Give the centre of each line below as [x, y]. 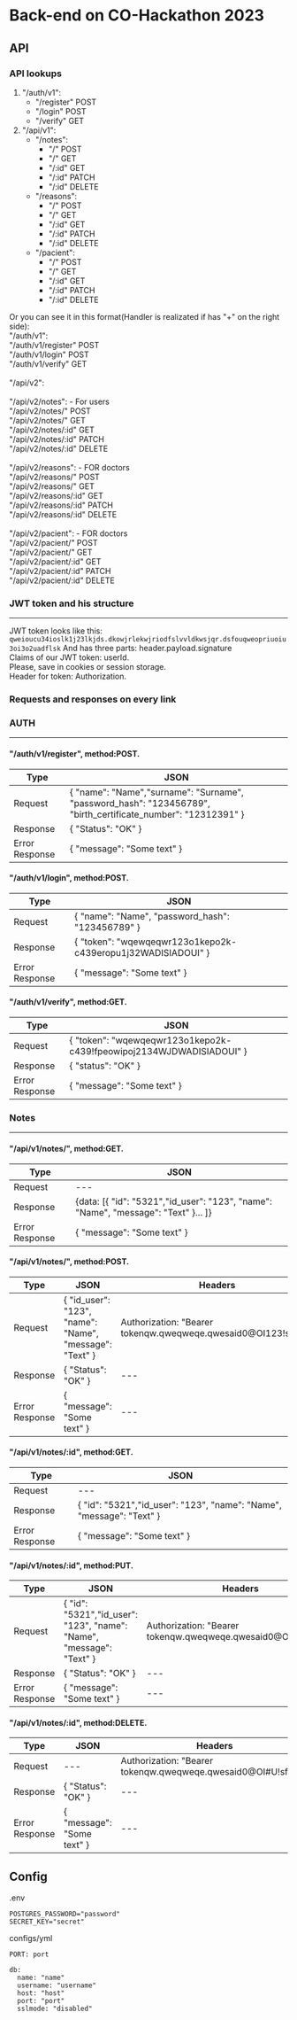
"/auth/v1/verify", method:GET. [68, 1002]
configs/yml [31, 1938]
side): [19, 326]
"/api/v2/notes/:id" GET [52, 430]
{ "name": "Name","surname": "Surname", [157, 792]
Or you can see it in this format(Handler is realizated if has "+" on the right [145, 316]
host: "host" [41, 1993]
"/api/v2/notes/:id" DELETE [59, 448]
